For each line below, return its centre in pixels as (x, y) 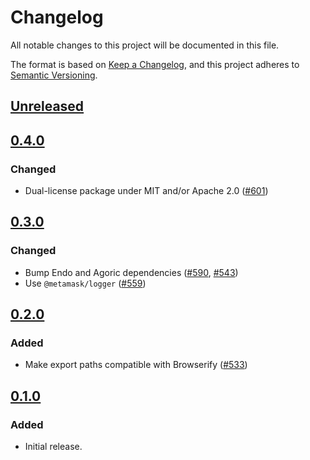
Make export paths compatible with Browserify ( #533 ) (136, 365)
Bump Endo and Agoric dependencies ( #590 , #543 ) (131, 272)
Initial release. (53, 447)
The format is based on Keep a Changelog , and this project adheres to (155, 64)
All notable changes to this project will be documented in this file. (145, 45)
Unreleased (47, 106)
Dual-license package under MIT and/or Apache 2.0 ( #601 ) (146, 191)
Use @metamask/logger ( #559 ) (85, 283)
